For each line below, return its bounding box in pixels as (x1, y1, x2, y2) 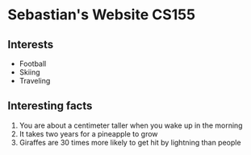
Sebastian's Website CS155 (7, 6, 195, 24)
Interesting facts (7, 99, 93, 113)
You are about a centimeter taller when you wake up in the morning (19, 120, 243, 130)
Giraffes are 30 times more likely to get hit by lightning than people (19, 137, 241, 147)
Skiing (19, 67, 41, 77)
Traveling (19, 76, 51, 85)
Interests (7, 38, 54, 51)
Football (19, 59, 47, 68)
